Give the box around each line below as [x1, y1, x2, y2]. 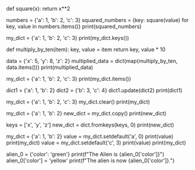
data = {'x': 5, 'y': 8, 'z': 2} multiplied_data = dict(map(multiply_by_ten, [6, 58, 178, 64]
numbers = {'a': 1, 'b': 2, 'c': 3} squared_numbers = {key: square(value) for [6, 17, 189, 23]
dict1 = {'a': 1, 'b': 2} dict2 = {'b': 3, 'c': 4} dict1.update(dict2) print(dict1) [6, 87, 183, 94]
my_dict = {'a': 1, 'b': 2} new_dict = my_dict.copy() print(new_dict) [6, 110, 167, 117]
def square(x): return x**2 [6, 5, 70, 12]
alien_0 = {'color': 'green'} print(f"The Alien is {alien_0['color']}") [6, 151, 165, 158]
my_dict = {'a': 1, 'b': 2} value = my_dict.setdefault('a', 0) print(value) [6, 133, 174, 140]
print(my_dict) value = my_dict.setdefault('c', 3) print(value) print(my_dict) [6, 139, 187, 146]
